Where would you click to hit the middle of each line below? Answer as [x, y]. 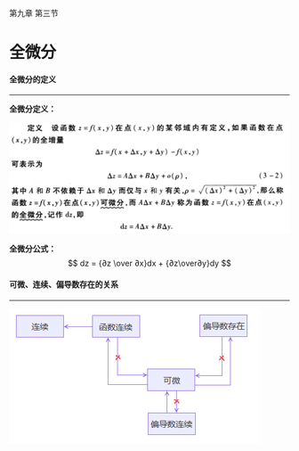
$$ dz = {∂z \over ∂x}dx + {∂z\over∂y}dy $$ [149, 263]
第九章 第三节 [34, 13]
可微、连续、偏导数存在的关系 [64, 284]
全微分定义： [32, 109]
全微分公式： [32, 249]
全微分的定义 [32, 79]
